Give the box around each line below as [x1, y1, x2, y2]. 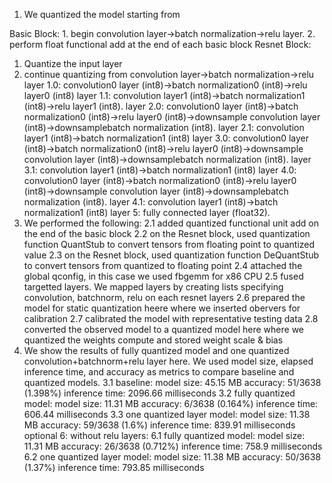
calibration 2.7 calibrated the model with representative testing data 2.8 [23, 313, 319, 324]
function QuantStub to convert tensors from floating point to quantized [23, 239, 316, 250]
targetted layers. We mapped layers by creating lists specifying [23, 281, 284, 293]
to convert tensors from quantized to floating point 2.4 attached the [23, 260, 303, 271]
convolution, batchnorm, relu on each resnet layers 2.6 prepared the [23, 292, 306, 303]
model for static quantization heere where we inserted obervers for [23, 302, 301, 314]
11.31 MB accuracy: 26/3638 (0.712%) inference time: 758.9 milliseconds [23, 440, 323, 452]
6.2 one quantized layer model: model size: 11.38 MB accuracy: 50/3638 [23, 451, 322, 463]
